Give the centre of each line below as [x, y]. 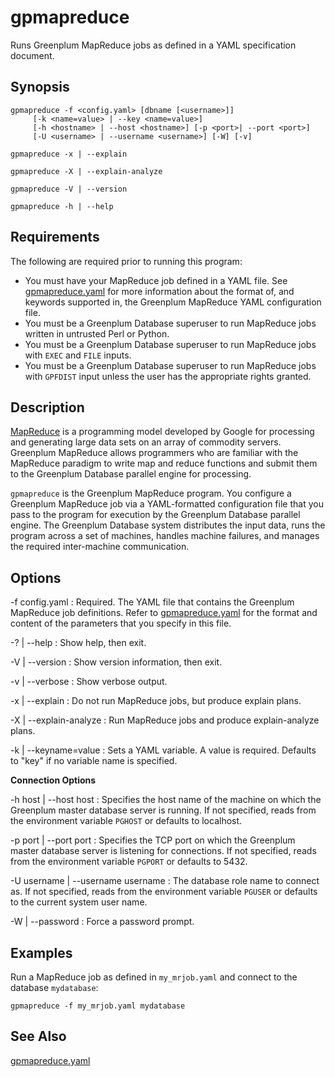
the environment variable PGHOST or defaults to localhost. [126, 821]
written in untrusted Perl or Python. [97, 333]
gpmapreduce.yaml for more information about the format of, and [159, 291]
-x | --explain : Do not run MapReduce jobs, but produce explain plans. [156, 701]
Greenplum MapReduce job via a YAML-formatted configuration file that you [167, 504]
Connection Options [53, 780]
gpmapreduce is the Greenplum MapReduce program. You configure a [151, 493]
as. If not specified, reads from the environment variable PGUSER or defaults [164, 892]
